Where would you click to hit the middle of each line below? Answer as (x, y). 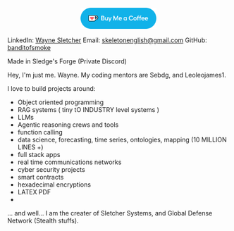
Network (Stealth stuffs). (43, 220)
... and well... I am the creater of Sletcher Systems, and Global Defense (110, 213)
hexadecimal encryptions (54, 185)
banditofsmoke (29, 48)
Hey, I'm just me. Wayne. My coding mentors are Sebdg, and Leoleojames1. (117, 75)
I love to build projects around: (51, 88)
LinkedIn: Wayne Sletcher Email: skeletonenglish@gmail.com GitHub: (107, 40)
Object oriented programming (61, 102)
